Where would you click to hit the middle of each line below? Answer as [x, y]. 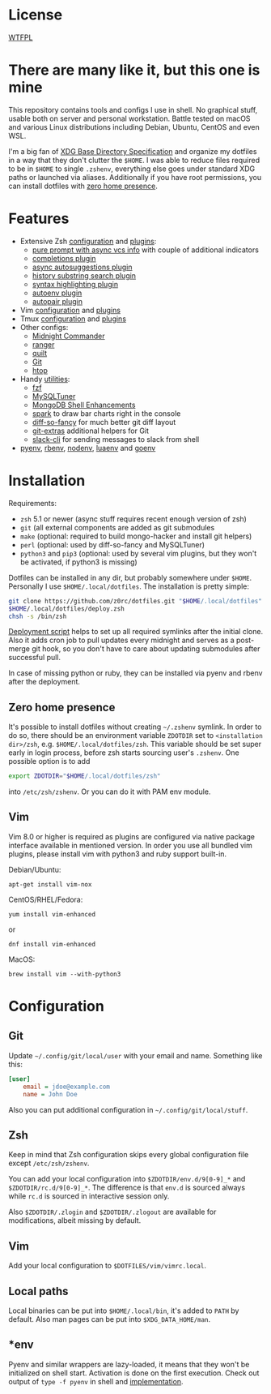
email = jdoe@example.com [67, 1087]
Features [39, 219]
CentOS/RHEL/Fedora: [46, 899]
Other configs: [44, 327]
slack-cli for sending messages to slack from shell [116, 439]
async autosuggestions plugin [82, 267]
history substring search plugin [84, 275]
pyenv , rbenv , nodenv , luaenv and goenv [88, 448]
